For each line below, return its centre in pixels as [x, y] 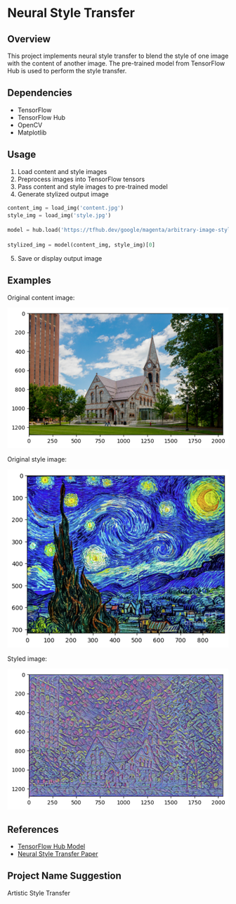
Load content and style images [62, 171]
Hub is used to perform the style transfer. [67, 71]
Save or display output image [60, 258]
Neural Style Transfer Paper [58, 853]
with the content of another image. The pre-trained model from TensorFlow [116, 63]
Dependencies [40, 93]
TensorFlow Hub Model [51, 846]
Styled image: [27, 659]
